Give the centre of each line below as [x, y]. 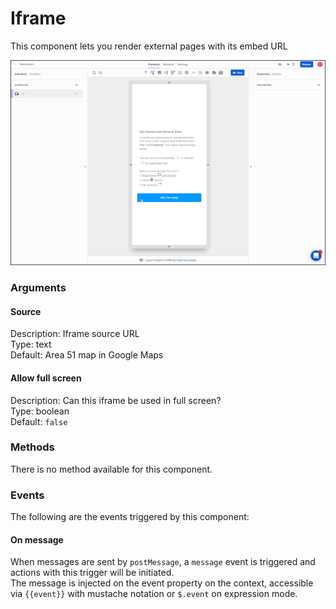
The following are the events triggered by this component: [130, 517]
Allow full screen [46, 378]
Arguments [38, 288]
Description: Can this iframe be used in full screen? [116, 400]
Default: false [39, 421]
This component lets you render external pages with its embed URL [149, 46]
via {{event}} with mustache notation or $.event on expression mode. [154, 594]
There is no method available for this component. [111, 469]
